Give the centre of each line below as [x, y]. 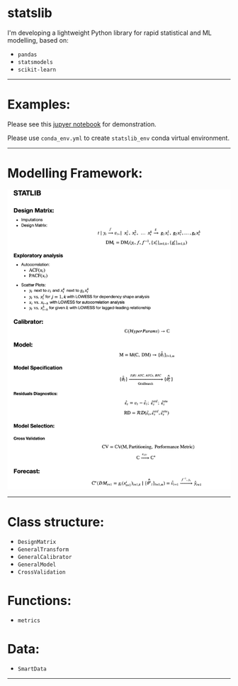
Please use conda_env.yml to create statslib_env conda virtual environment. [119, 138]
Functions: [40, 600]
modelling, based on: [38, 40]
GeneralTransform [43, 550]
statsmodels [35, 62]
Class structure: [56, 522]
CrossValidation [41, 572]
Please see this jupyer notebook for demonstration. [82, 124]
